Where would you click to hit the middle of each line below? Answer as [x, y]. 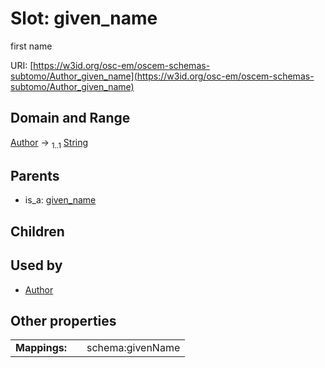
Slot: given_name [84, 18]
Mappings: [41, 348]
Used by [36, 265]
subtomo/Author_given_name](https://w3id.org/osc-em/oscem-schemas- [162, 76]
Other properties [63, 320]
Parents [35, 175]
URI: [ [22, 65]
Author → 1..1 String [49, 143]
